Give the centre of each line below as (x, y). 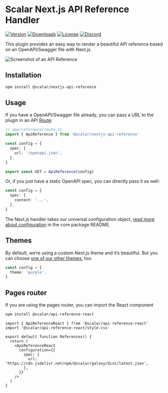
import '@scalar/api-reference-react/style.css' (58, 328)
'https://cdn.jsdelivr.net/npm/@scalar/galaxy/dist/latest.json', (77, 363)
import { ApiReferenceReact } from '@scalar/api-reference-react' (77, 323)
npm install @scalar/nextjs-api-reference (51, 87)
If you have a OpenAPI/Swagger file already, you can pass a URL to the (79, 115)
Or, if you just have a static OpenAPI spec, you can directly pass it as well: (82, 181)
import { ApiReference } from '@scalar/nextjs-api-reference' (72, 135)
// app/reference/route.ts (34, 130)
